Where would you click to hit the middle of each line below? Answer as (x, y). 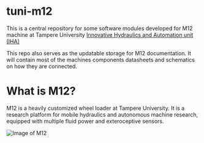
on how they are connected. (42, 66)
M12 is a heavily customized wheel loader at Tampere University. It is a (96, 108)
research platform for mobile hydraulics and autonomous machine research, (102, 114)
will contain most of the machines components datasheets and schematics (100, 60)
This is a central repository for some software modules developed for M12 (100, 28)
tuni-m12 (29, 11)
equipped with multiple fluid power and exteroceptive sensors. (85, 121)
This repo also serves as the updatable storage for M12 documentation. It (99, 53)
